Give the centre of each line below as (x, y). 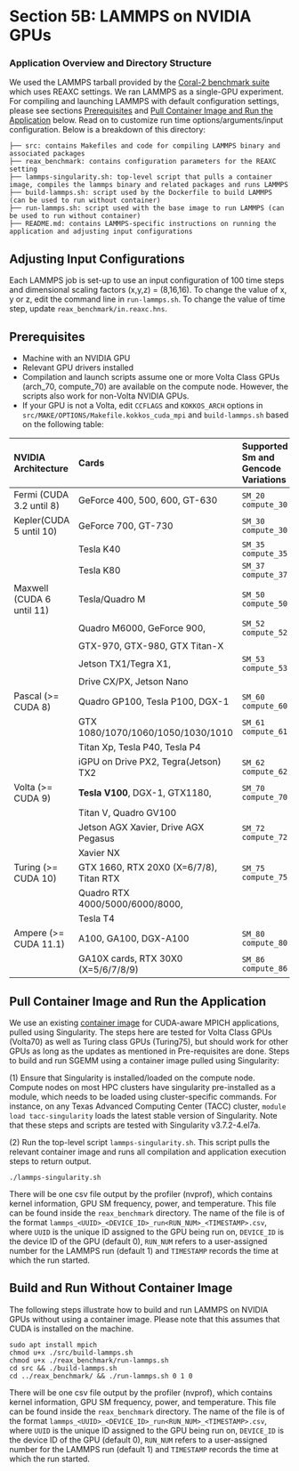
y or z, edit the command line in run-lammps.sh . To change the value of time (147, 299)
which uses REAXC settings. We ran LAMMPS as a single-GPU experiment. (147, 92)
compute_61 (265, 732)
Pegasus (97, 838)
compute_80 (265, 943)
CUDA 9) (32, 798)
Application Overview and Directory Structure (110, 63)
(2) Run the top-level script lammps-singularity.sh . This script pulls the (140, 1142)
